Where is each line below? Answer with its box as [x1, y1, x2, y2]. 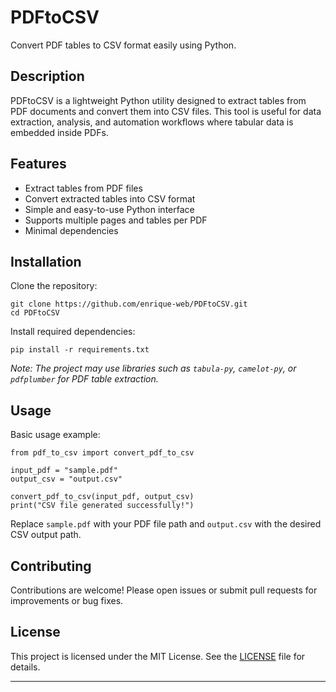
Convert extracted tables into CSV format [24, 192, 196, 205]
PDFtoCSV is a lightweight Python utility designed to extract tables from [10, 94, 307, 106]
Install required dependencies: [10, 326, 136, 338]
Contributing [10, 557, 92, 575]
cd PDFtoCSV [10, 308, 60, 318]
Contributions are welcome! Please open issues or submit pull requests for [10, 584, 318, 596]
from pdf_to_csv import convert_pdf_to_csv [10, 448, 195, 458]
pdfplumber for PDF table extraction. [10, 373, 159, 385]
